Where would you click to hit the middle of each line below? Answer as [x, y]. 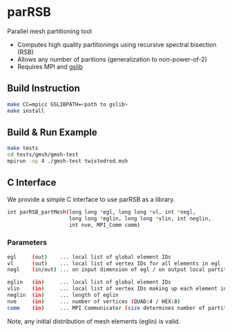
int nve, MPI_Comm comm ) [104, 225]
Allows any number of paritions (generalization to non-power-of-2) [112, 59]
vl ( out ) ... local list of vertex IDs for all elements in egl [114, 264]
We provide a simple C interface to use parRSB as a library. [91, 199]
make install [26, 111]
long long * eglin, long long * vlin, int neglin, [140, 219]
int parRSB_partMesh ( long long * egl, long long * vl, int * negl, [101, 212]
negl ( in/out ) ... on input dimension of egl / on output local [106, 270]
